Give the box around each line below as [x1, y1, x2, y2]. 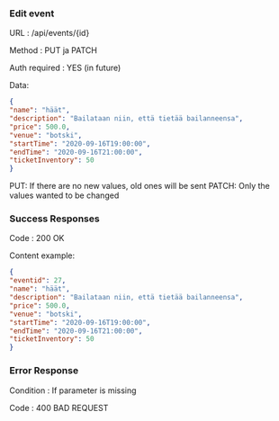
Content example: [9, 250, 76, 261]
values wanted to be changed [9, 190, 120, 201]
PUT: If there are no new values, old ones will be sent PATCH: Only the [9, 181, 270, 192]
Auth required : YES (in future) [9, 62, 121, 74]
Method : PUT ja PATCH [9, 45, 97, 56]
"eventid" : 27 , [9, 276, 67, 285]
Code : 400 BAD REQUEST [9, 402, 109, 413]
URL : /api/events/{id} [9, 28, 90, 39]
